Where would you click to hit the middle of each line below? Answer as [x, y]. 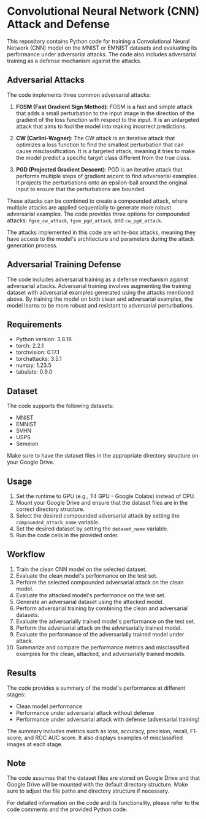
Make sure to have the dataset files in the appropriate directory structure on [103, 456]
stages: [17, 694]
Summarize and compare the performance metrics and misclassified [102, 647]
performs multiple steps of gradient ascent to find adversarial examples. [107, 176]
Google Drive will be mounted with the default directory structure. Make [97, 785]
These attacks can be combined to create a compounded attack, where [97, 201]
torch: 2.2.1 [30, 346]
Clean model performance [49, 706]
